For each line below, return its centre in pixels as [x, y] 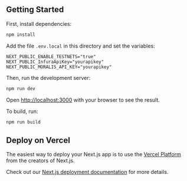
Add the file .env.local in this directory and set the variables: [81, 46]
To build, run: [22, 111]
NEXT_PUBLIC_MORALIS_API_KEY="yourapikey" [59, 67]
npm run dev [21, 88]
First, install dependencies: [39, 24]
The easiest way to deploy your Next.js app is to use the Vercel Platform [94, 155]
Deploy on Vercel [38, 140]
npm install [21, 35]
